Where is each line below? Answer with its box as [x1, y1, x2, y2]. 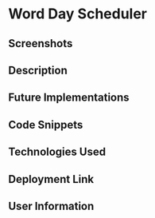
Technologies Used [8, 145, 106, 159]
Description [8, 63, 68, 77]
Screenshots [8, 37, 73, 50]
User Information [8, 199, 95, 212]
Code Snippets [8, 117, 83, 132]
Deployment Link [8, 172, 94, 186]
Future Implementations [8, 91, 130, 105]
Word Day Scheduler [8, 5, 147, 23]
